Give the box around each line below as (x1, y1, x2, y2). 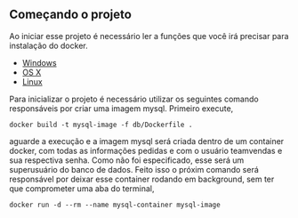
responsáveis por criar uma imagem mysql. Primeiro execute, (9, 102, 234, 114)
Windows (21, 57, 57, 68)
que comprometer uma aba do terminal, (9, 182, 155, 194)
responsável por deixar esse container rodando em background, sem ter (9, 174, 275, 184)
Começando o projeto (9, 7, 132, 22)
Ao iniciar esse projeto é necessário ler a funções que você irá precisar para (9, 30, 289, 41)
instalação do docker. (9, 40, 88, 51)
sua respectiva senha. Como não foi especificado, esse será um (9, 155, 245, 166)
